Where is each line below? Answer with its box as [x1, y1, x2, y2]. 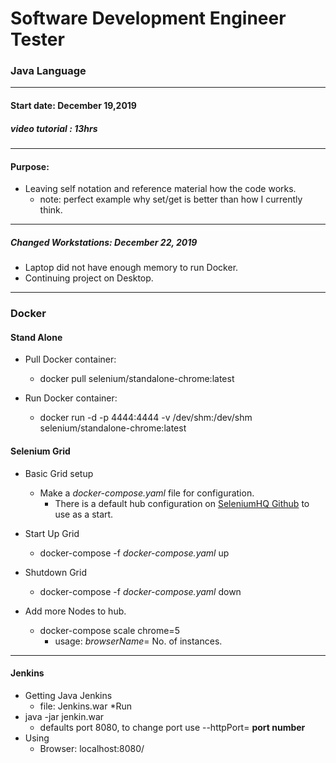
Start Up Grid [24, 527, 80, 539]
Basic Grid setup [24, 467, 94, 479]
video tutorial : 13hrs [10, 122, 98, 134]
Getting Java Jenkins [24, 689, 113, 701]
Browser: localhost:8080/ [39, 742, 145, 754]
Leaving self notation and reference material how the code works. [24, 183, 297, 195]
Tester [10, 28, 65, 51]
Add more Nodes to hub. [24, 605, 127, 617]
